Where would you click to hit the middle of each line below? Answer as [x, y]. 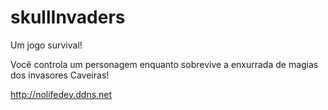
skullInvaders [68, 17]
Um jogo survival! [46, 45]
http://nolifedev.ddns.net [61, 94]
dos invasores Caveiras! [60, 75]
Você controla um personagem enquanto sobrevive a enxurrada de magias [164, 64]
